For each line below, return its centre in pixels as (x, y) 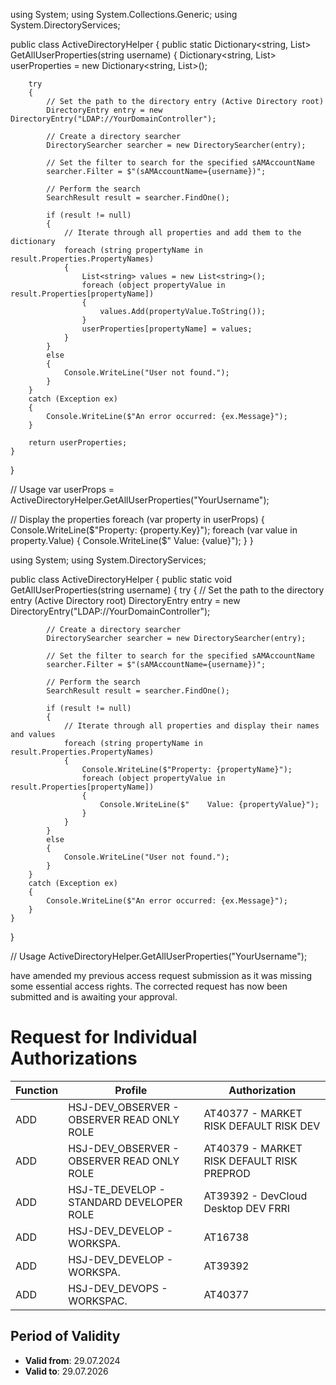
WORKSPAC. (98, 1301)
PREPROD (227, 1173)
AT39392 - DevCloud (255, 1196)
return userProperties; (78, 443)
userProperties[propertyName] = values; (167, 329)
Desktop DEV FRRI (247, 1208)
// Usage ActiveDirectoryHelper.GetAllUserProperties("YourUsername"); (159, 956)
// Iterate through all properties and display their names (191, 726)
